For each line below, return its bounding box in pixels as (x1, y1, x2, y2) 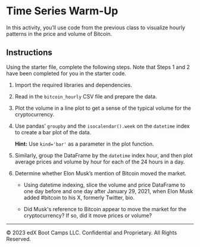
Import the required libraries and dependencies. (14, 81, 133, 88)
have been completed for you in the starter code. (6, 70, 127, 77)
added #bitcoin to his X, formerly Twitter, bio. (23, 194, 135, 201)
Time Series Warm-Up (6, 4, 118, 18)
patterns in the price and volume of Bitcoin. (6, 30, 112, 37)
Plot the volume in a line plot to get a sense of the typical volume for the (14, 104, 192, 112)
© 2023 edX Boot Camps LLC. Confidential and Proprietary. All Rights (6, 229, 177, 236)
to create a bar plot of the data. (14, 128, 92, 135)
